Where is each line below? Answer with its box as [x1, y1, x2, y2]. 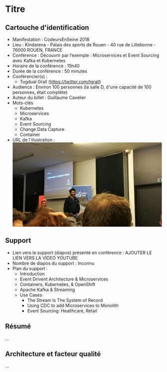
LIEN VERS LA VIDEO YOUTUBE [12, 255, 78, 261]
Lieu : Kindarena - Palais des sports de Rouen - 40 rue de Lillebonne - [12, 42, 156, 48]
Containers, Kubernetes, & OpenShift [19, 281, 95, 287]
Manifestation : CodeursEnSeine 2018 [12, 36, 89, 42]
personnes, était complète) [12, 90, 68, 95]
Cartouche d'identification [5, 23, 89, 32]
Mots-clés [12, 100, 34, 105]
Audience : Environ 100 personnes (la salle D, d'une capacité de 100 [12, 84, 152, 90]
